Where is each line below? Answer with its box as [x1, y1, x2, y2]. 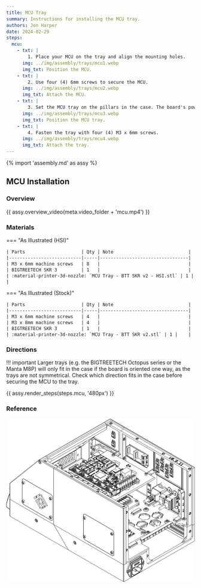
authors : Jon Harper [6, 22, 58, 28]
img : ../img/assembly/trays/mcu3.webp [22, 111, 119, 117]
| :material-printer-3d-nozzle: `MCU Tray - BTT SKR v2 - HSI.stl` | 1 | [6, 273, 194, 279]
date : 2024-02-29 [6, 29, 50, 35]
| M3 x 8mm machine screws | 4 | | [6, 319, 191, 325]
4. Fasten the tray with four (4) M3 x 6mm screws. [28, 129, 160, 136]
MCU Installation [6, 176, 70, 187]
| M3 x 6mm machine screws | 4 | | [6, 313, 191, 319]
